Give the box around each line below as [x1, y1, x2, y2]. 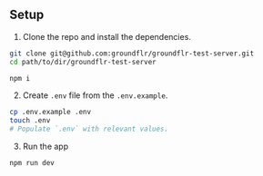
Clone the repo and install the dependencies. [22, 31, 191, 42]
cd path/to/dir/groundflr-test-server [9, 57, 157, 66]
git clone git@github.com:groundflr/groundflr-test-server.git [9, 49, 255, 58]
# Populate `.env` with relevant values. [9, 124, 169, 134]
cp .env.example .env [9, 108, 92, 117]
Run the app [22, 141, 69, 152]
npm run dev [9, 159, 55, 168]
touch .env [9, 116, 51, 125]
